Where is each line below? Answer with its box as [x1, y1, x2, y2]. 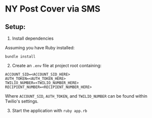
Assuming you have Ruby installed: [5, 45, 75, 50]
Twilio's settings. [5, 98, 39, 104]
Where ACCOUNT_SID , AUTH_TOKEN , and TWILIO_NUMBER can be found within [5, 93, 148, 99]
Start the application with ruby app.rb [12, 108, 88, 113]
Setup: [5, 23, 26, 31]
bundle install [5, 54, 36, 59]
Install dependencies [12, 35, 54, 41]
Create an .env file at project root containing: [12, 63, 102, 68]
